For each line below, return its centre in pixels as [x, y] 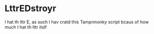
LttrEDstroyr [30, 8]
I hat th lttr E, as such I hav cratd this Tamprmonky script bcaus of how [77, 22]
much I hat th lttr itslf [26, 27]
